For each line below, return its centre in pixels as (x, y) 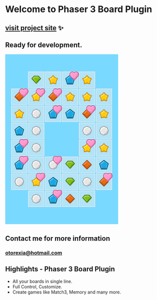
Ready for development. (44, 45)
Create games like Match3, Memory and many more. (67, 292)
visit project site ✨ (34, 28)
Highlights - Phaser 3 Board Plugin (60, 269)
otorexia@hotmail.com (34, 253)
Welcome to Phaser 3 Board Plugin (79, 9)
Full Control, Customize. (37, 286)
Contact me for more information (58, 238)
